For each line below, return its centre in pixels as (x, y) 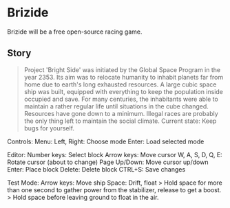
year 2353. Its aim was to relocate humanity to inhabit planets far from (124, 77)
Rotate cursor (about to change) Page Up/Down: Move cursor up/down (108, 162)
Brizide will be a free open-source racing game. (75, 32)
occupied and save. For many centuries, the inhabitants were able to (121, 99)
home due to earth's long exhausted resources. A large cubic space (120, 84)
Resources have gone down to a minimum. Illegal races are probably (121, 113)
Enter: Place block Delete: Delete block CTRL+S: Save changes (96, 169)
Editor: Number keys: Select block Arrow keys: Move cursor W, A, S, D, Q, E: (115, 154)
